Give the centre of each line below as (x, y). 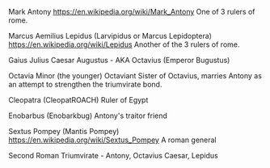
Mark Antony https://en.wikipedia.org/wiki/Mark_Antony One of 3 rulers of (132, 12)
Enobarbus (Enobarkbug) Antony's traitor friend (88, 115)
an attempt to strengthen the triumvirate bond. (85, 84)
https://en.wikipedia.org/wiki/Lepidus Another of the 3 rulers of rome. (124, 44)
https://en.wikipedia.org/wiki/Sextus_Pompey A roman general (112, 140)
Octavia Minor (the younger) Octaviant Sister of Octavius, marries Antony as (135, 76)
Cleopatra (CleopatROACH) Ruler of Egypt (78, 100)
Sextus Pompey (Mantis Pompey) (64, 131)
